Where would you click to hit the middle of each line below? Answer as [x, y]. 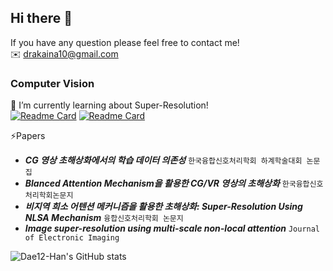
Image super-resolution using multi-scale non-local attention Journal [172, 228]
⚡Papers [28, 136]
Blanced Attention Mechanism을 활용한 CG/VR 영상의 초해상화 [152, 183]
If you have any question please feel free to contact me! [125, 42]
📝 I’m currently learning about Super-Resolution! [109, 105]
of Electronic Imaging [72, 238]
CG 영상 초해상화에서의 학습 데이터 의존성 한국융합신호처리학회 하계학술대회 [163, 160]
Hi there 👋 [41, 18]
